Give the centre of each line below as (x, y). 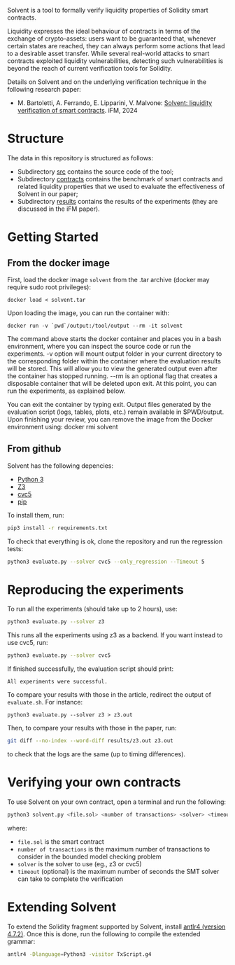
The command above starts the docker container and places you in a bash (114, 338)
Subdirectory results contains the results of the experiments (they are (117, 201)
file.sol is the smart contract (61, 841)
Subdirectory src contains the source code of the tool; (95, 172)
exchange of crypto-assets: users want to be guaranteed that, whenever (112, 39)
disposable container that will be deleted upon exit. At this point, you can (112, 383)
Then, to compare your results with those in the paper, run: (92, 728)
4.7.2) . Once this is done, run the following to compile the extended (104, 933)
